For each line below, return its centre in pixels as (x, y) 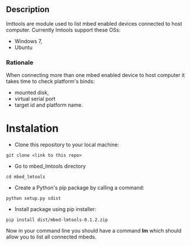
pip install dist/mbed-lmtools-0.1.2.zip (57, 220)
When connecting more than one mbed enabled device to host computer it (95, 75)
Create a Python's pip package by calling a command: (79, 188)
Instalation (32, 129)
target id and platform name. (49, 105)
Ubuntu (24, 47)
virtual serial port (35, 99)
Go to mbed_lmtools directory (50, 166)
